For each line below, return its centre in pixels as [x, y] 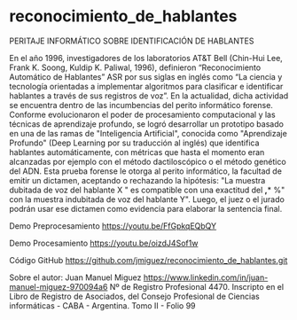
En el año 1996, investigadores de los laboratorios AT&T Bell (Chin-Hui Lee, [146, 58]
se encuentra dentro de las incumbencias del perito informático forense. [141, 105]
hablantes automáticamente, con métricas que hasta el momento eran [137, 152]
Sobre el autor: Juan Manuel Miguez [75, 277]
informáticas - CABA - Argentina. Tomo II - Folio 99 [102, 305]
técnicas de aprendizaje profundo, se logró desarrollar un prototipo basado [146, 124]
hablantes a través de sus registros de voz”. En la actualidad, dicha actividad [149, 96]
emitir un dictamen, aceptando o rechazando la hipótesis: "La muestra [137, 180]
